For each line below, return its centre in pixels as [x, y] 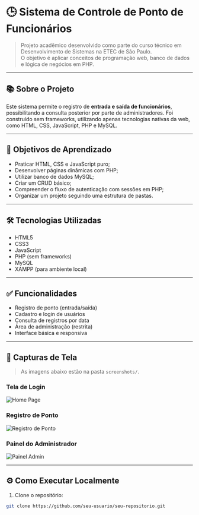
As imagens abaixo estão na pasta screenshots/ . [80, 372]
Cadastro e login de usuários [50, 314]
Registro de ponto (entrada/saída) [56, 308]
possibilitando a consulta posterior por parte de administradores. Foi [90, 113]
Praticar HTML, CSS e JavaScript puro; [62, 164]
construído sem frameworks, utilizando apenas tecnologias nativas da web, [98, 119]
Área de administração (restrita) [54, 327]
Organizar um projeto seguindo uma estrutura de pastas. [84, 195]
